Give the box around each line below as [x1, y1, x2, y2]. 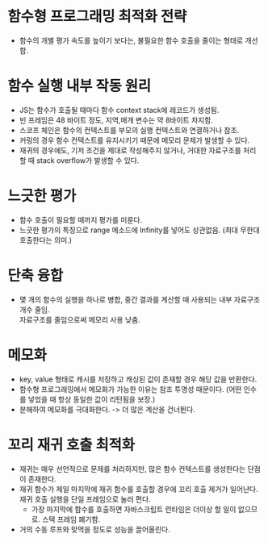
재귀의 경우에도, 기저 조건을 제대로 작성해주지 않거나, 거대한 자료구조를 [19, 145, 241, 155]
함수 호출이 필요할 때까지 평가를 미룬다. [19, 215, 143, 224]
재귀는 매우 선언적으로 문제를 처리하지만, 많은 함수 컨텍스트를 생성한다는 [19, 464, 246, 473]
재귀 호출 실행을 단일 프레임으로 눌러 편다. [19, 494, 151, 504]
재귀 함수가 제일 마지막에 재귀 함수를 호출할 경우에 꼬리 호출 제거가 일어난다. [19, 484, 259, 494]
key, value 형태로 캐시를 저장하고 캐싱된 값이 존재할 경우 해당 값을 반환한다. [19, 374, 258, 384]
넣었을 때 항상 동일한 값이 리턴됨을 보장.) [27, 394, 156, 404]
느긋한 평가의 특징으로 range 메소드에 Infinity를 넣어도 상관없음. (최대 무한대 [19, 225, 260, 235]
